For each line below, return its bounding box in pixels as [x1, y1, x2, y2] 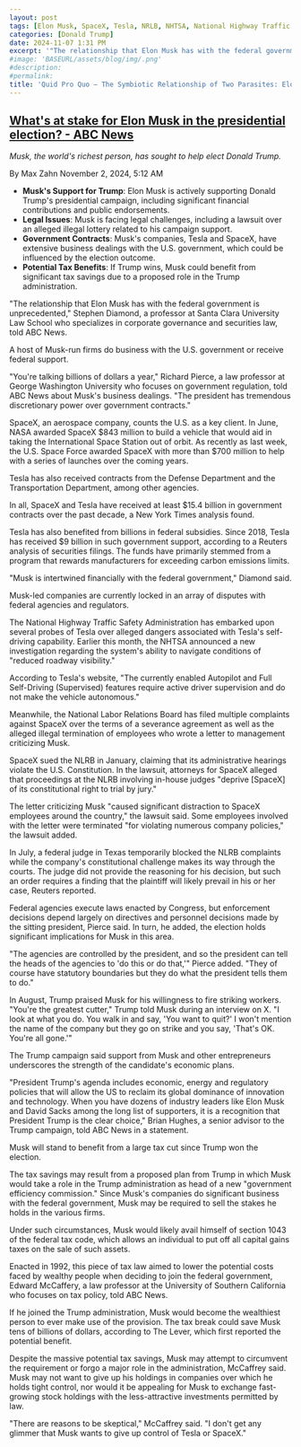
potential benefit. [9, 1336, 73, 1346]
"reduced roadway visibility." [9, 655, 116, 666]
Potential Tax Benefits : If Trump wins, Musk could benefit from [21, 262, 256, 273]
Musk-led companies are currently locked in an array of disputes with [9, 590, 266, 601]
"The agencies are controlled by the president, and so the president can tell [9, 949, 288, 960]
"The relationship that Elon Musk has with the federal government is [9, 298, 260, 310]
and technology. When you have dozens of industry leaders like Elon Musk [9, 1096, 285, 1107]
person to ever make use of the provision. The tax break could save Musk [9, 1317, 281, 1328]
